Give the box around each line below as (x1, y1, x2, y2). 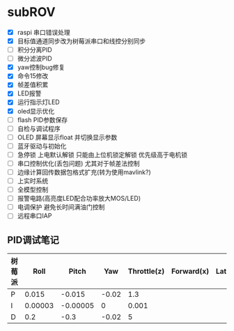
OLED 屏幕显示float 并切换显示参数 (17, 133, 118, 141)
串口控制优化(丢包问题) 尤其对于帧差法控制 (17, 159, 140, 167)
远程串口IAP (17, 212, 52, 220)
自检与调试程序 (17, 124, 61, 132)
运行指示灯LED (17, 98, 61, 107)
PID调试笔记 (7, 234, 59, 246)
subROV (7, 4, 56, 20)
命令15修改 (17, 72, 49, 80)
